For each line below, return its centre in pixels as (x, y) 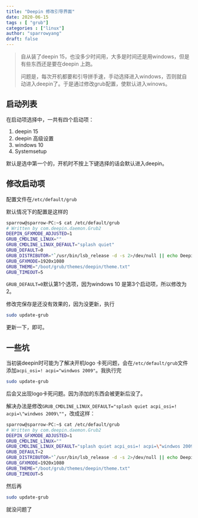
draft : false (22, 39)
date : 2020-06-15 (27, 17)
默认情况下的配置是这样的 (37, 212)
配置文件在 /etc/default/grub (42, 199)
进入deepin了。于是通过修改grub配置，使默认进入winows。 (98, 84)
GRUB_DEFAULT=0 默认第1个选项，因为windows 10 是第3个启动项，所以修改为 (96, 284)
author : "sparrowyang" (34, 34)
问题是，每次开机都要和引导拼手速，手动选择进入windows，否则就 (101, 76)
